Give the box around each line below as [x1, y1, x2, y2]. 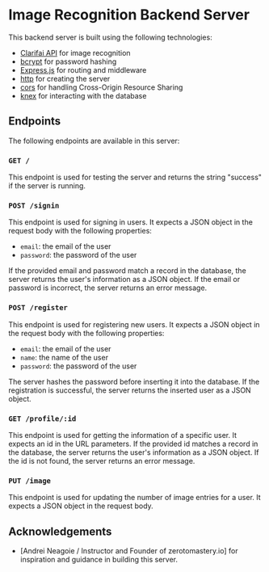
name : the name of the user [19, 352, 109, 362]
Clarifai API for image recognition [19, 48, 131, 57]
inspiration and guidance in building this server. [19, 555, 179, 565]
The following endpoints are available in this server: [8, 136, 180, 145]
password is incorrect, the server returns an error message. [8, 283, 208, 292]
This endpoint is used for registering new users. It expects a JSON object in [8, 319, 260, 329]
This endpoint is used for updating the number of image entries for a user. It [8, 493, 261, 503]
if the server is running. [8, 181, 86, 191]
